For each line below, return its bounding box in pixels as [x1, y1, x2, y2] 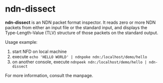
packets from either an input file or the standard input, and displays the [5, 24, 147, 30]
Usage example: [5, 39, 38, 45]
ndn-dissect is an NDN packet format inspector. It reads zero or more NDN [5, 19, 156, 25]
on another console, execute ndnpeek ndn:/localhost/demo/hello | [12, 59, 147, 65]
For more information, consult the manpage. [5, 72, 93, 78]
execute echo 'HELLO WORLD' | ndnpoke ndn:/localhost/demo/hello [12, 53, 147, 59]
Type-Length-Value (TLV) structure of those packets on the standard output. [5, 30, 159, 35]
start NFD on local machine [12, 49, 67, 54]
